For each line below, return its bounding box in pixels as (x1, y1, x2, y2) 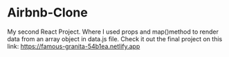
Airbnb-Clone (7, 5, 88, 21)
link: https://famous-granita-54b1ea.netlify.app (7, 42, 140, 50)
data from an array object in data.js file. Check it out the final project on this (7, 34, 223, 43)
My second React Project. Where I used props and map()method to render (7, 27, 219, 36)
